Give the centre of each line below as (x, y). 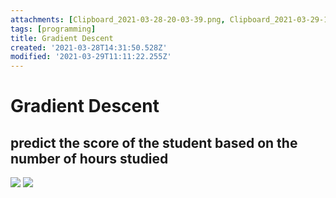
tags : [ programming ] (53, 29)
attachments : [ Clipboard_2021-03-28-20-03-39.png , (118, 19)
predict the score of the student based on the (154, 142)
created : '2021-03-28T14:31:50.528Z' (89, 47)
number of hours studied (89, 158)
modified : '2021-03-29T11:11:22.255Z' (91, 57)
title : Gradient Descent (62, 38)
